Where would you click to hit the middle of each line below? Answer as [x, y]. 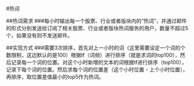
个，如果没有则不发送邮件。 [39, 35]
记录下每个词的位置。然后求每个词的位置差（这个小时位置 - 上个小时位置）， [97, 69]
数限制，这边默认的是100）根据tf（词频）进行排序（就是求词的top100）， [93, 55]
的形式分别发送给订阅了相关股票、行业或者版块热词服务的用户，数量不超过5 [97, 28]
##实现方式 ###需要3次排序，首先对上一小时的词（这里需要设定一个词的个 [96, 48]
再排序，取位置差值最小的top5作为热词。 [55, 77]
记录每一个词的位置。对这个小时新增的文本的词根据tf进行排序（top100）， [99, 62]
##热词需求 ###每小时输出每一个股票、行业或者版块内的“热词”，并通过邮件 [96, 21]
